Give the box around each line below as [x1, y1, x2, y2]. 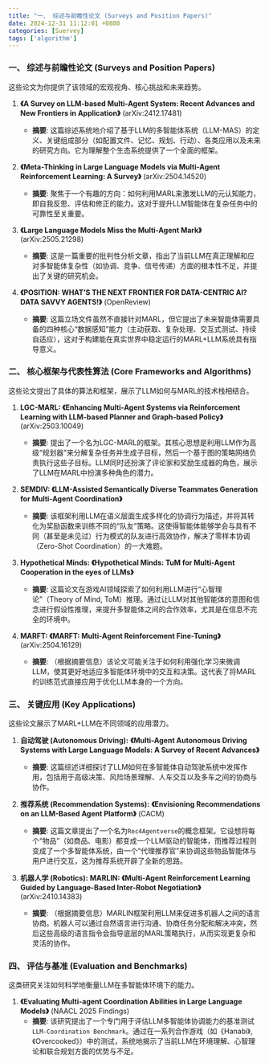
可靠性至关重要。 [31, 208, 89, 218]
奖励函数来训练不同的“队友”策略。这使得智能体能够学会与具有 [46, 521, 250, 530]
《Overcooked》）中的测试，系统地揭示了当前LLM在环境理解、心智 [31, 1036, 249, 1046]
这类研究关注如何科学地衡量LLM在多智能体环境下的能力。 [8, 980, 199, 990]
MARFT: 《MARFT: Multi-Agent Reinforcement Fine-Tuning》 [19, 631, 221, 640]
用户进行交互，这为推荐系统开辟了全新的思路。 [31, 857, 187, 866]
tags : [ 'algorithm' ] [8, 34, 78, 43]
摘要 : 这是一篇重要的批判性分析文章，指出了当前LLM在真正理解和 [31, 251, 248, 260]
